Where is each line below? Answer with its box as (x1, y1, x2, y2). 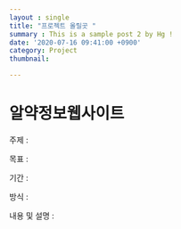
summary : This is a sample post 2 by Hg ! (9, 29, 174, 38)
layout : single (9, 12, 70, 22)
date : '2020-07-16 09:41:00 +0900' (9, 37, 142, 47)
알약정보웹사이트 (9, 103, 125, 124)
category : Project (9, 46, 78, 55)
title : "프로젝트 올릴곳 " (9, 21, 96, 30)
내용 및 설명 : (9, 210, 55, 221)
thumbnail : (9, 54, 50, 63)
